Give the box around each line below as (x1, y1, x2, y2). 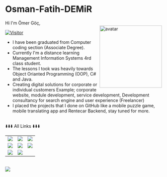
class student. (12, 60, 41, 66)
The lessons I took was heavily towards (12, 66, 93, 72)
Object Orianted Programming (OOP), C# (12, 71, 96, 77)
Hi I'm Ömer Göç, (5, 20, 41, 26)
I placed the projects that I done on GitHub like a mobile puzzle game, (12, 102, 155, 108)
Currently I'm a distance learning (12, 50, 80, 56)
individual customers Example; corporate (12, 87, 97, 92)
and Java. (12, 76, 33, 82)
